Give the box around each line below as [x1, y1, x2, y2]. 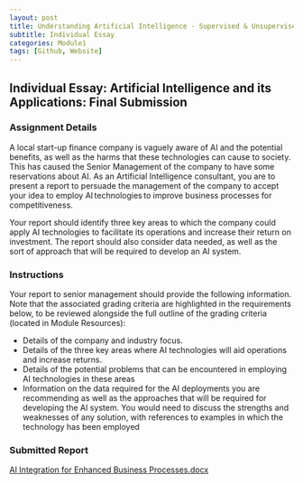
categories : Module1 [9, 38, 87, 48]
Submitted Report [9, 444, 88, 457]
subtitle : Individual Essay [9, 30, 115, 39]
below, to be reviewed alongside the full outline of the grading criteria [9, 308, 268, 319]
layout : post [9, 13, 59, 23]
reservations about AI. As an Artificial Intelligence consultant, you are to [9, 171, 276, 181]
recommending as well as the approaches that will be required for [22, 393, 267, 404]
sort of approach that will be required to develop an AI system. [9, 246, 242, 256]
